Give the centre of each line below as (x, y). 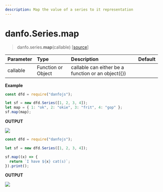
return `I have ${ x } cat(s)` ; (40, 161)
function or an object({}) (98, 73)
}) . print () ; (17, 166)
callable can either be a (98, 67)
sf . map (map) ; (18, 112)
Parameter (20, 59)
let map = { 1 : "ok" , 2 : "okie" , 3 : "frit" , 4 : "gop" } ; (64, 107)
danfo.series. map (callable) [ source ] (53, 47)
